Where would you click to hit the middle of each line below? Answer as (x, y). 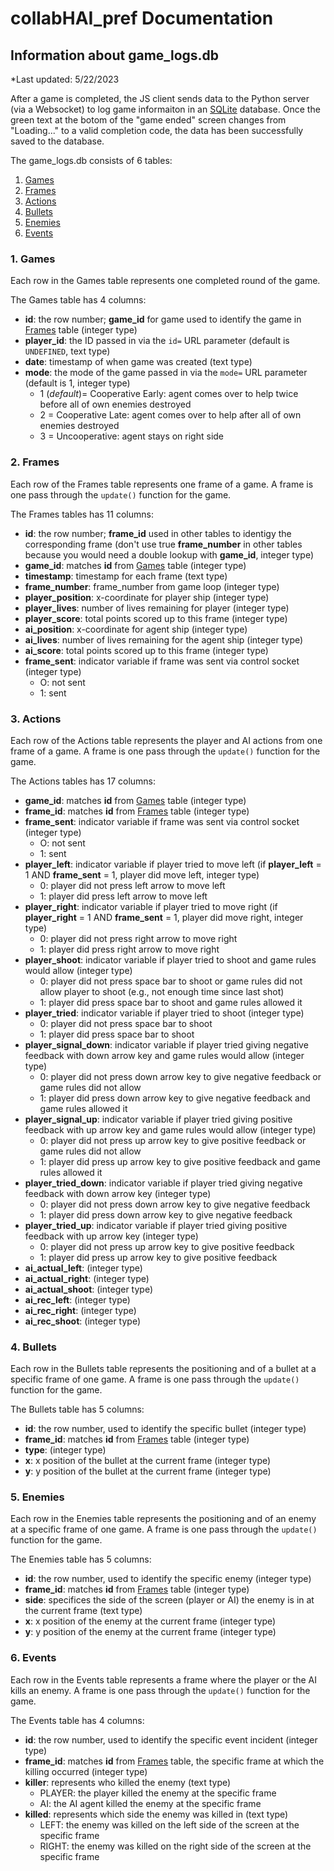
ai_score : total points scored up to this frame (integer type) (146, 650)
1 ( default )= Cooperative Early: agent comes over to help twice (169, 394)
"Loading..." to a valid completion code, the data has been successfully (157, 130)
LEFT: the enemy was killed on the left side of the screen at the (169, 1824)
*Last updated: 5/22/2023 (65, 79)
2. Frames (35, 462)
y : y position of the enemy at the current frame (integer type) (150, 1632)
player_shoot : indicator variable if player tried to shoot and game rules (170, 959)
